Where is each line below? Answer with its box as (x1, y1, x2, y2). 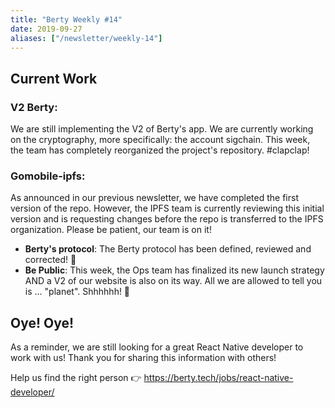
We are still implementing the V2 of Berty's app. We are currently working (10, 123, 314, 135)
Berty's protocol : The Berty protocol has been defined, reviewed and (24, 243, 312, 255)
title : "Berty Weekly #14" (10, 14, 123, 25)
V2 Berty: (10, 100, 58, 114)
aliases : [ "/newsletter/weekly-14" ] (10, 33, 163, 43)
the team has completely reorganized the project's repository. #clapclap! (10, 144, 310, 156)
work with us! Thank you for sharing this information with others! (10, 352, 277, 364)
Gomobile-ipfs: (10, 169, 86, 183)
